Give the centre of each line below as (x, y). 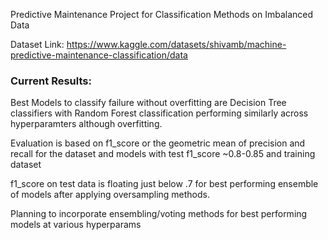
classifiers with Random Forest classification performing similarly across (159, 113)
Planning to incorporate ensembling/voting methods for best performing (159, 214)
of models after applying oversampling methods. (110, 195)
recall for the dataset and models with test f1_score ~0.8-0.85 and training (163, 154)
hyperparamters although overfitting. (86, 124)
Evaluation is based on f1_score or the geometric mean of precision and (158, 143)
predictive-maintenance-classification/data (99, 55)
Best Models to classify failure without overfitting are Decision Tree (148, 103)
